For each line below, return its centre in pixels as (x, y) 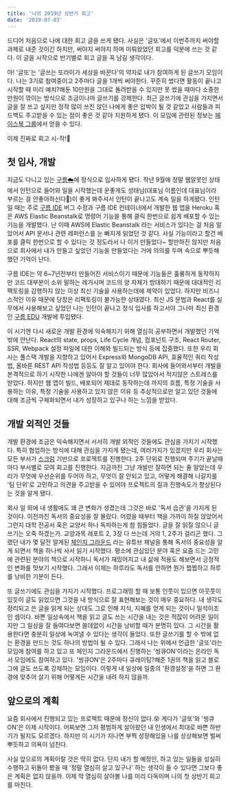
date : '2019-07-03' (35, 20)
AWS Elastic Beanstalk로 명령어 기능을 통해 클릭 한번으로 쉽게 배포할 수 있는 (117, 216)
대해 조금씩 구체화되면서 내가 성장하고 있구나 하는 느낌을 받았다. (92, 400)
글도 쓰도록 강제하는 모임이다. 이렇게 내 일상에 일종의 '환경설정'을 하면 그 (117, 669)
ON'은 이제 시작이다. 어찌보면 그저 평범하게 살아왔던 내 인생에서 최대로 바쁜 (108, 727)
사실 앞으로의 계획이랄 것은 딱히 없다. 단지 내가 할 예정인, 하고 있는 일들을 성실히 (114, 759)
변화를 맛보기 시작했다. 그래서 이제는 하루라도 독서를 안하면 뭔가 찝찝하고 (111, 568)
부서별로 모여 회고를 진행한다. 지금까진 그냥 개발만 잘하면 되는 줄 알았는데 (118, 467)
